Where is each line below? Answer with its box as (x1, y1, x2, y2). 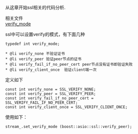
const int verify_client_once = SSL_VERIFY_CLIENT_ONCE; (5, 105, 128, 110)
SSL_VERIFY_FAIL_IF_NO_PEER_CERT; (5, 100, 78, 105)
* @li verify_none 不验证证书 (5, 51, 65, 56)
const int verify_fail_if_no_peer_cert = (5, 96, 94, 101)
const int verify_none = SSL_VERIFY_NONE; (5, 87, 96, 92)
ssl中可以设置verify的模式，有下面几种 (5, 31, 85, 37)
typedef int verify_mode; (5, 41, 60, 47)
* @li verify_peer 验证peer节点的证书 (5, 57, 82, 62)
